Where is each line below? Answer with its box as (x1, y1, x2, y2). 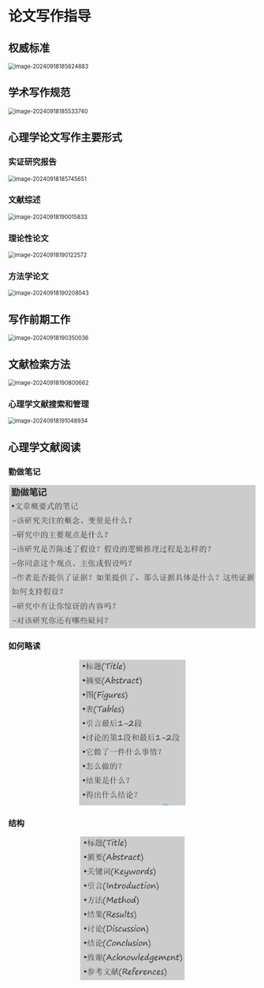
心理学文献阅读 (8, 440, 81, 454)
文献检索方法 (8, 357, 71, 371)
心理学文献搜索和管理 (8, 398, 89, 409)
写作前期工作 (8, 313, 71, 326)
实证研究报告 (8, 156, 58, 167)
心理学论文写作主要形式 (8, 131, 122, 145)
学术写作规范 (8, 86, 71, 100)
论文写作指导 (8, 7, 92, 25)
